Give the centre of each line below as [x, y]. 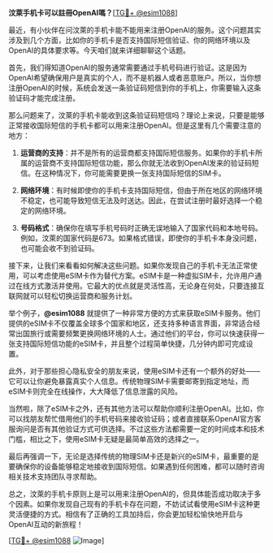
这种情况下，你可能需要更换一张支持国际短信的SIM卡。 [134, 173]
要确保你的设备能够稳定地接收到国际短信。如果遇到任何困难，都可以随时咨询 [136, 467]
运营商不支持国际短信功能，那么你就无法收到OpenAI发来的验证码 [143, 163]
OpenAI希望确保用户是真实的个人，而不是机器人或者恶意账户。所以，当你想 [135, 78]
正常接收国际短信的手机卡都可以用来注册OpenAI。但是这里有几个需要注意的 [135, 125]
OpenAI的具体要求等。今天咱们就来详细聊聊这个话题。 [100, 50]
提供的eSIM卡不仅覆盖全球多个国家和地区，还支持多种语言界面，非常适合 [131, 323]
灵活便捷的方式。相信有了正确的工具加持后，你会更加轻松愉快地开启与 [126, 514]
